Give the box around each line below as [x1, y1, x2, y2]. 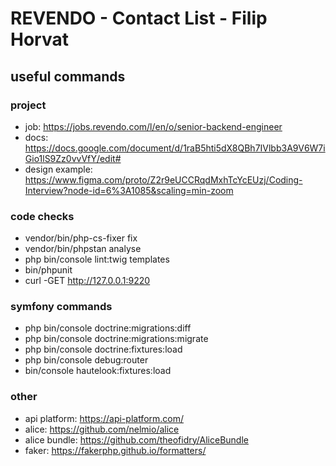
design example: [24, 163, 93, 175]
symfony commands [10, 300, 113, 314]
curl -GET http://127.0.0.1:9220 [24, 275, 151, 287]
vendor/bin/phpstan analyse [24, 243, 142, 255]
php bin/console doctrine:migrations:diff [24, 322, 192, 334]
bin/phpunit [24, 264, 73, 276]
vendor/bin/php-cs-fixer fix [24, 232, 138, 244]
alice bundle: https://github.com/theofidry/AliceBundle [24, 433, 249, 446]
